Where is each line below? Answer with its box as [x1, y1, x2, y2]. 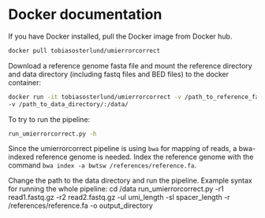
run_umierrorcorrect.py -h [8, 130, 97, 138]
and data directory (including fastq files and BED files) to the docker [8, 69, 229, 79]
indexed [8, 152, 35, 162]
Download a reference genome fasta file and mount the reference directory [8, 61, 252, 70]
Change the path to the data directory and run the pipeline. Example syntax [8, 176, 252, 186]
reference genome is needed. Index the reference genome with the [35, 152, 254, 162]
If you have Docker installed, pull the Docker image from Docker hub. [8, 31, 233, 41]
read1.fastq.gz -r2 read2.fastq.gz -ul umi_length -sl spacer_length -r [8, 193, 230, 202]
